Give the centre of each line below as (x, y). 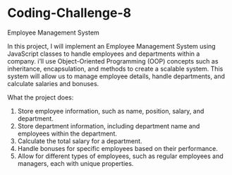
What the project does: (41, 97)
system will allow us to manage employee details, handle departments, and (116, 76)
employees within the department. (67, 133)
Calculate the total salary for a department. (80, 141)
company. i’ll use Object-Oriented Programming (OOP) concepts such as (113, 61)
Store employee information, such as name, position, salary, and (111, 111)
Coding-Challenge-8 (69, 13)
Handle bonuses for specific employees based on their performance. (118, 148)
